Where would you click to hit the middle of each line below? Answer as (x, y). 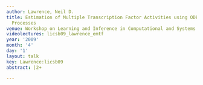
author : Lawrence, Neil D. (40, 12)
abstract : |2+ (24, 67)
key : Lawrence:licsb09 (35, 62)
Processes (24, 23)
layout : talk (23, 56)
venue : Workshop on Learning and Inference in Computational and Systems (101, 28)
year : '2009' (23, 40)
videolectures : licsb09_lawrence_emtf (55, 34)
